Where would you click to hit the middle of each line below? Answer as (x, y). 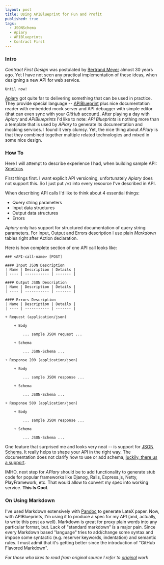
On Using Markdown (30, 501)
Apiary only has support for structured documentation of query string (75, 228)
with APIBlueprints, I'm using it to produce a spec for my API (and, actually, (81, 516)
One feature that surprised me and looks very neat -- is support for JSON (79, 447)
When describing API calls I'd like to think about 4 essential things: (72, 193)
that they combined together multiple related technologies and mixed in (77, 135)
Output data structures (35, 213)
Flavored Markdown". (27, 548)
